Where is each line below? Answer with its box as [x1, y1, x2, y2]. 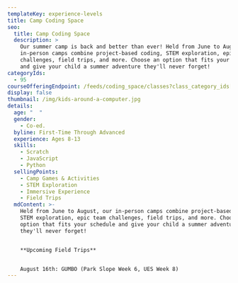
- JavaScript [20, 155, 59, 163]
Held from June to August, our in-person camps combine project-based [20, 208, 233, 215]
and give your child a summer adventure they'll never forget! [20, 63, 211, 70]
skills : [13, 142, 37, 149]
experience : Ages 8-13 [13, 135, 81, 142]
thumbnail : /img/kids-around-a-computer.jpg [7, 96, 141, 103]
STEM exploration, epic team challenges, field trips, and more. [20, 214, 217, 221]
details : [7, 103, 33, 110]
